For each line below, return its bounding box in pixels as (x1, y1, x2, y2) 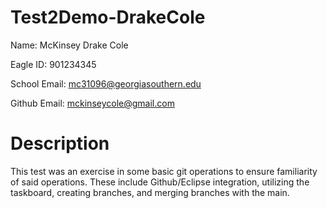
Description (10, 132, 110, 155)
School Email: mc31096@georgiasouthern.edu (10, 77, 202, 90)
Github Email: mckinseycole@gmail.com (10, 97, 175, 109)
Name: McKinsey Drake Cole (10, 39, 129, 51)
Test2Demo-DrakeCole (10, 6, 206, 29)
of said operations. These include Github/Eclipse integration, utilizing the (10, 176, 310, 188)
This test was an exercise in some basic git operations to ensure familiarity (10, 165, 318, 177)
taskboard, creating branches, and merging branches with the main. (10, 186, 290, 198)
